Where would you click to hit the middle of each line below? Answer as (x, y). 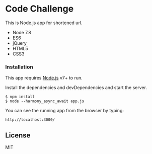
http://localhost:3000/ (30, 120)
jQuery (19, 43)
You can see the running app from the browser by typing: (65, 111)
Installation (19, 67)
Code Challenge (40, 9)
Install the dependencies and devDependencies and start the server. (76, 88)
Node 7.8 (22, 32)
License (18, 135)
